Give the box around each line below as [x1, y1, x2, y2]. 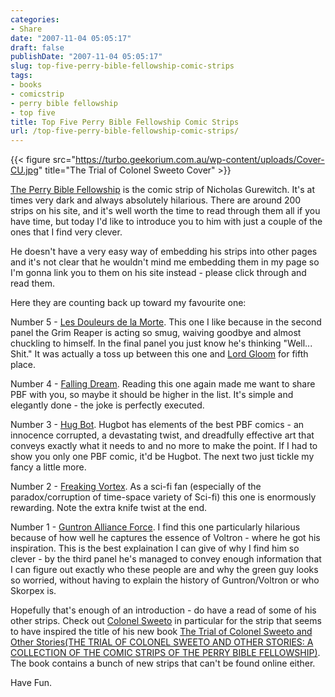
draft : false [10, 42, 65, 53]
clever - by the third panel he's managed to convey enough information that [10, 553, 322, 565]
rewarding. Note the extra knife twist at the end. [10, 502, 208, 514]
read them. [10, 277, 56, 290]
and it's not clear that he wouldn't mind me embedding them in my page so [10, 256, 320, 268]
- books [10, 80, 43, 90]
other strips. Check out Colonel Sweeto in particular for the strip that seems [10, 615, 322, 627]
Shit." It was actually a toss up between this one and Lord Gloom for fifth [10, 348, 309, 360]
